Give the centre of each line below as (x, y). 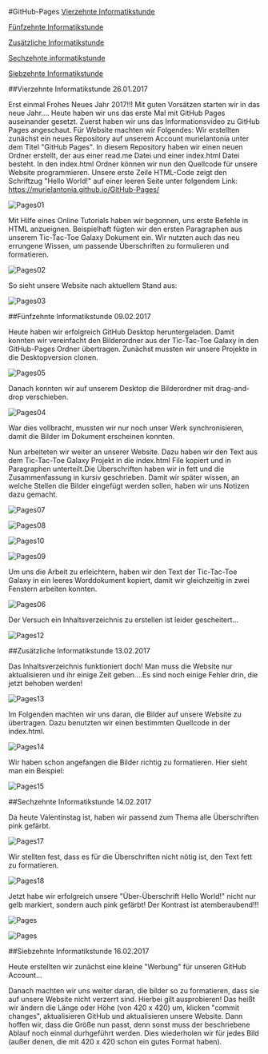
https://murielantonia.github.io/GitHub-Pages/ (84, 190)
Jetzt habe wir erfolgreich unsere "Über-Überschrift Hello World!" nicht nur (132, 896)
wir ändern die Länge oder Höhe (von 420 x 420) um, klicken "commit (124, 1008)
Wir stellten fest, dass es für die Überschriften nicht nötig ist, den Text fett (130, 856)
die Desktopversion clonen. (53, 357)
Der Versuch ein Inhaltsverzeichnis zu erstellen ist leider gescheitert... (123, 620)
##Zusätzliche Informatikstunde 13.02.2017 (79, 651)
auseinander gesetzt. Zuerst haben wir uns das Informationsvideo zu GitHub (134, 122)
